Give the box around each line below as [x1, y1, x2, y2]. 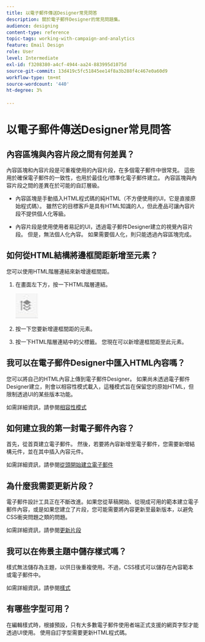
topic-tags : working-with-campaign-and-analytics [6, 35, 135, 42]
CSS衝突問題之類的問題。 [6, 513, 71, 521]
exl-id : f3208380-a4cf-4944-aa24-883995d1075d [6, 61, 127, 67]
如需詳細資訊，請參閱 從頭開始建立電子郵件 [6, 461, 113, 468]
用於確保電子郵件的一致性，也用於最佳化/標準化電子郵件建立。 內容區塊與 [6, 174, 192, 181]
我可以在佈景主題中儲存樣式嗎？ [6, 546, 127, 556]
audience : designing [6, 23, 59, 29]
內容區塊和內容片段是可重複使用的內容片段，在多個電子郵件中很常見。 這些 [6, 166, 195, 174]
